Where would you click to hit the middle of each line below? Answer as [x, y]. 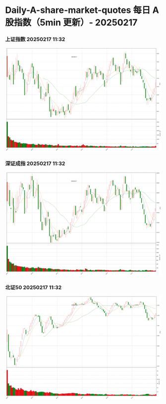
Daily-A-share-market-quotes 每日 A [82, 10]
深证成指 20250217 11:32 [35, 163]
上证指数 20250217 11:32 [35, 39]
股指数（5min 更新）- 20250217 [71, 23]
